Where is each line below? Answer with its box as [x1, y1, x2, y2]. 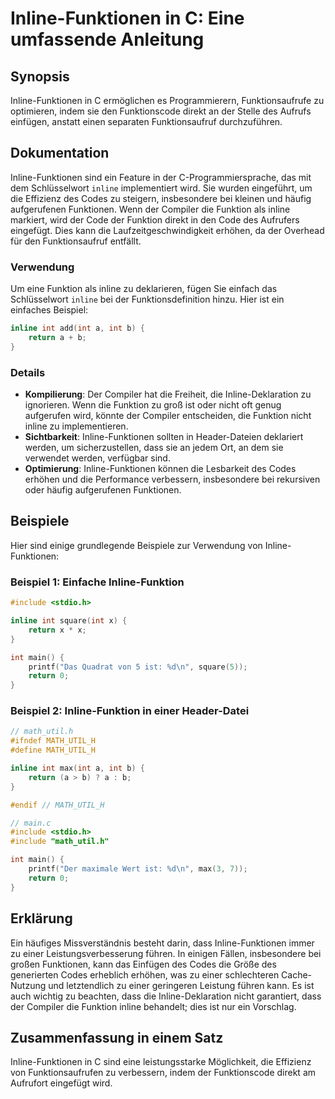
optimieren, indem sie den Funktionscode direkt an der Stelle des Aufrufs [10, 105, 312, 117]
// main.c [10, 818, 52, 828]
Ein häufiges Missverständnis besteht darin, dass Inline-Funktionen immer [10, 937, 315, 949]
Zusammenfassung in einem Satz [10, 1029, 224, 1046]
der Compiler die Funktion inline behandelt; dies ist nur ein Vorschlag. [10, 1000, 297, 1012]
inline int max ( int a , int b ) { [10, 763, 145, 774]
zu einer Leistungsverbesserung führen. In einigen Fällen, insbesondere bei [10, 947, 322, 959]
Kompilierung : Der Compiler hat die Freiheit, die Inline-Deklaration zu [24, 388, 312, 401]
